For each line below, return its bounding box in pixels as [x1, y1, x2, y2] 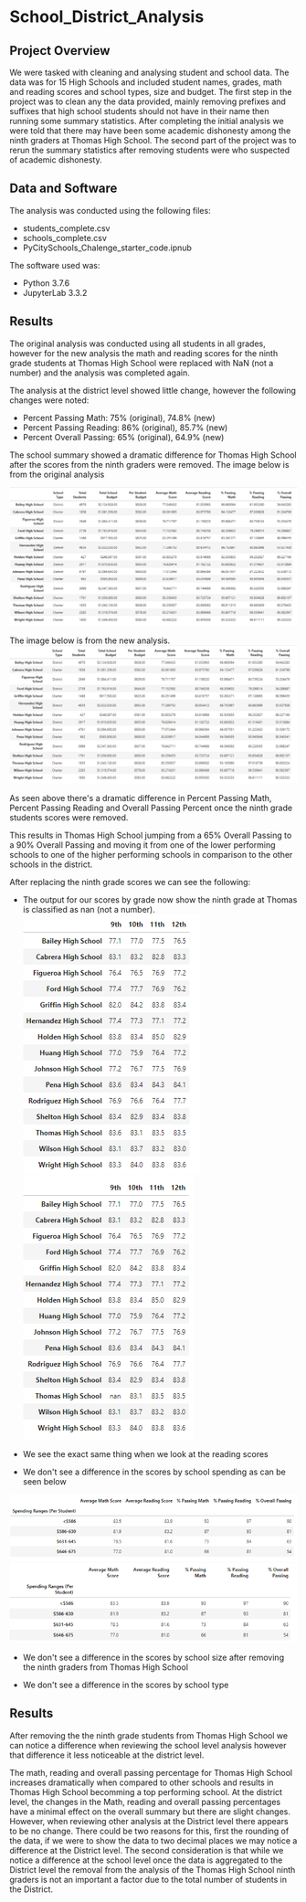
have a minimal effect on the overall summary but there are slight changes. [9, 1806, 290, 1817]
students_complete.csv [22, 222, 111, 234]
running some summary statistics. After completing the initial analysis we [9, 116, 285, 126]
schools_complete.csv [22, 232, 108, 243]
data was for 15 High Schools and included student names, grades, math [9, 77, 282, 88]
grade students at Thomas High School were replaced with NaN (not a [9, 357, 274, 368]
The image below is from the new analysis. [9, 635, 171, 646]
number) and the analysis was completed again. [9, 367, 190, 378]
